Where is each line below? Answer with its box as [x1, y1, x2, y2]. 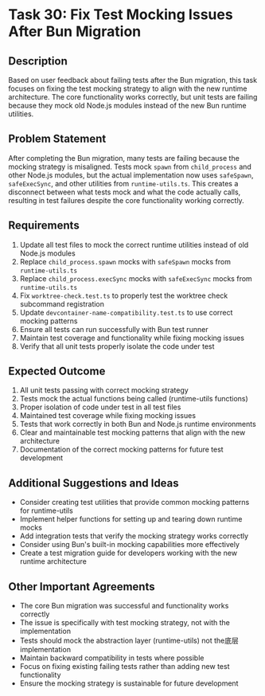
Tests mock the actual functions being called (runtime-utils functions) [19, 394, 248, 404]
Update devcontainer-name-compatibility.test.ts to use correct [19, 307, 233, 317]
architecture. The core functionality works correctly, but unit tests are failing [8, 92, 258, 101]
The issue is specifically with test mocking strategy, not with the [19, 618, 231, 628]
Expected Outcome [8, 365, 106, 378]
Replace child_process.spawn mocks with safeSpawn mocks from [19, 256, 231, 266]
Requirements [8, 219, 80, 233]
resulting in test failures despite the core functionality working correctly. [8, 195, 244, 205]
